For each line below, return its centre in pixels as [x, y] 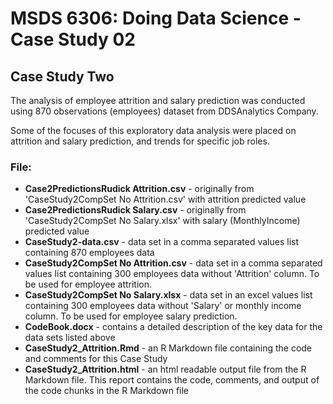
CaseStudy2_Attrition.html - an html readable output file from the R [165, 369]
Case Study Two [62, 76]
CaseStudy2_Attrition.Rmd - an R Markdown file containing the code [168, 348]
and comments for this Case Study [96, 359]
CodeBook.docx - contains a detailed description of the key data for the [173, 327]
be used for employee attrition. [88, 284]
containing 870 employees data [89, 253]
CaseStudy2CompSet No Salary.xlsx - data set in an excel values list [168, 295]
